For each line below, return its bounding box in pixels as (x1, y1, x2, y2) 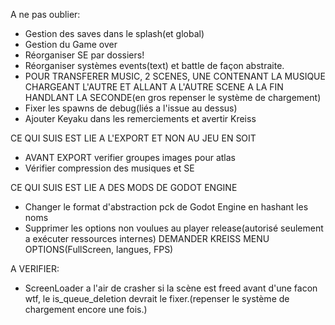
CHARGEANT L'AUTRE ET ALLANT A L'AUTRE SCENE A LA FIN (24, 81, 284, 93)
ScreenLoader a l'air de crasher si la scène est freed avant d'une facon (24, 282, 318, 294)
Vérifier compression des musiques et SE (24, 162, 195, 174)
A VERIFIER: (10, 263, 60, 274)
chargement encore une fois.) (24, 304, 148, 315)
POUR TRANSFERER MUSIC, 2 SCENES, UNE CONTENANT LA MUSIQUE (24, 70, 326, 82)
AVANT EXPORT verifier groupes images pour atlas (24, 152, 236, 163)
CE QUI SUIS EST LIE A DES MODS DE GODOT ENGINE (10, 182, 238, 193)
